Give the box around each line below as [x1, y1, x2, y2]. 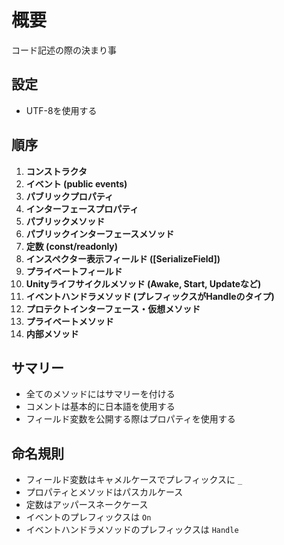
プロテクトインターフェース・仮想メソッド [25, 302, 201, 315]
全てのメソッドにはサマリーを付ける [25, 388, 176, 400]
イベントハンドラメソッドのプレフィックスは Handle [25, 524, 239, 536]
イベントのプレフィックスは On [25, 511, 152, 523]
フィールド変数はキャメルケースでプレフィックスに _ [25, 474, 243, 486]
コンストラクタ [25, 165, 88, 177]
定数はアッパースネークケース [25, 499, 149, 511]
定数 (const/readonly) [25, 240, 119, 252]
